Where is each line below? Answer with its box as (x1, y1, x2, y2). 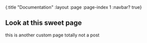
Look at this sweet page (5, 18, 82, 27)
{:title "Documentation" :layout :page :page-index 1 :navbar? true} (5, 4, 142, 10)
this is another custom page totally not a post (5, 32, 100, 38)
